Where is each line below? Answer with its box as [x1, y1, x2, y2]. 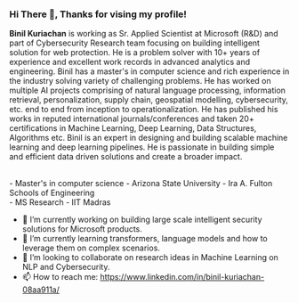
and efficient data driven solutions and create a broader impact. [9, 151, 243, 162]
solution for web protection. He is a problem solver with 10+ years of [9, 47, 261, 58]
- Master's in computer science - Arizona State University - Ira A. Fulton [9, 178, 273, 189]
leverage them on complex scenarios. [21, 242, 160, 253]
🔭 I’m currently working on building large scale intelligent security [21, 214, 262, 225]
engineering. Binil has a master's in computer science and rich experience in [9, 66, 290, 77]
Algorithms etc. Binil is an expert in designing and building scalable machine [9, 133, 288, 143]
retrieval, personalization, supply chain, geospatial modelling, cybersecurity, [9, 94, 289, 105]
